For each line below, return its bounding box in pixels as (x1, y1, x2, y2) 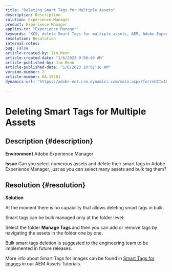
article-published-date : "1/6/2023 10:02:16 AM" (5, 65, 111, 70)
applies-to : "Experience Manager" (5, 27, 79, 32)
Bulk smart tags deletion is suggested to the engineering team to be (5, 240, 148, 246)
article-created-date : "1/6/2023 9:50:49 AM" (5, 55, 104, 61)
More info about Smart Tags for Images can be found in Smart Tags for (5, 255, 155, 261)
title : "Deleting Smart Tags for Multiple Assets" (5, 7, 116, 13)
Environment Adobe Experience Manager (5, 150, 94, 157)
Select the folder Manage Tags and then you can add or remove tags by (5, 224, 158, 230)
